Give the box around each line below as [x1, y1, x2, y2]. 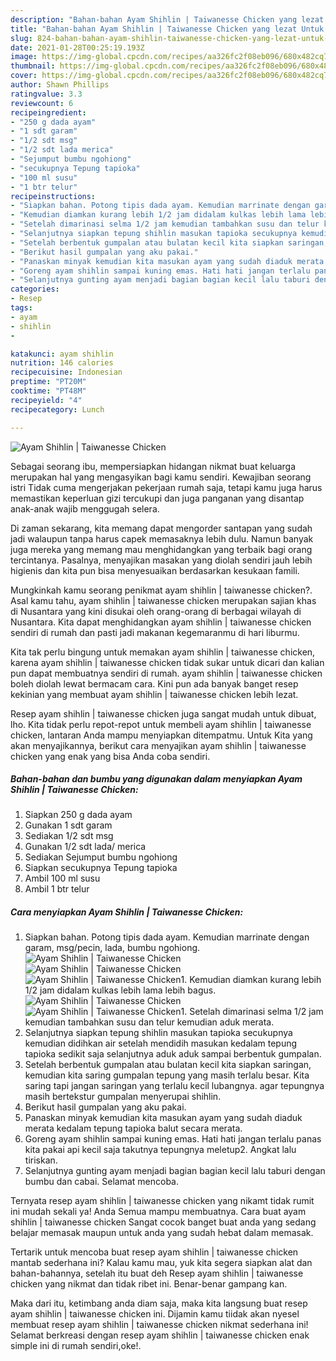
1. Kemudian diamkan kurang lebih [180, 974, 322, 986]
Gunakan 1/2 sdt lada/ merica [24, 841, 147, 853]
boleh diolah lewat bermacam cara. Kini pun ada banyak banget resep [10, 677, 299, 690]
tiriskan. [24, 1154, 58, 1166]
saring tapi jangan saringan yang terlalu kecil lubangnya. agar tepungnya [24, 1080, 325, 1092]
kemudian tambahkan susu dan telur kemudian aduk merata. [24, 1016, 275, 1028]
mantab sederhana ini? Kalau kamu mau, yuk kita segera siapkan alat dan [10, 1257, 313, 1269]
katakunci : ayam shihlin [10, 349, 114, 359]
